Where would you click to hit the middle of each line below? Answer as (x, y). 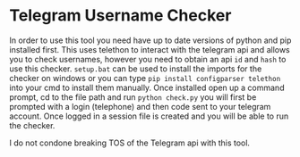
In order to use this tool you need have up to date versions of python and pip (150, 40)
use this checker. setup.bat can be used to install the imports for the (136, 69)
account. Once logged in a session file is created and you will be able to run (149, 116)
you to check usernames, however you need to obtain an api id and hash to (148, 59)
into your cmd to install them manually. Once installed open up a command (147, 87)
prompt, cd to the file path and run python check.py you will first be (133, 97)
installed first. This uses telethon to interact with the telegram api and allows (150, 49)
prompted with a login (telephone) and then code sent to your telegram (140, 106)
